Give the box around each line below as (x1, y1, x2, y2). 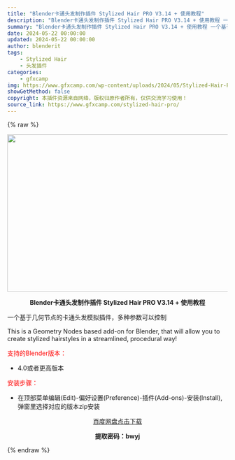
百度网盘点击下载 (93, 417, 142, 425)
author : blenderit (7, 43, 61, 50)
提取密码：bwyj (94, 431, 141, 440)
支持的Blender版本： (7, 349, 66, 357)
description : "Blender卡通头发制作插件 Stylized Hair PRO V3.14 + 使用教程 (7, 17, 220, 24)
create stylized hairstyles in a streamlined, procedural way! (7, 334, 177, 343)
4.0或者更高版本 (17, 364, 64, 372)
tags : (7, 50, 23, 57)
